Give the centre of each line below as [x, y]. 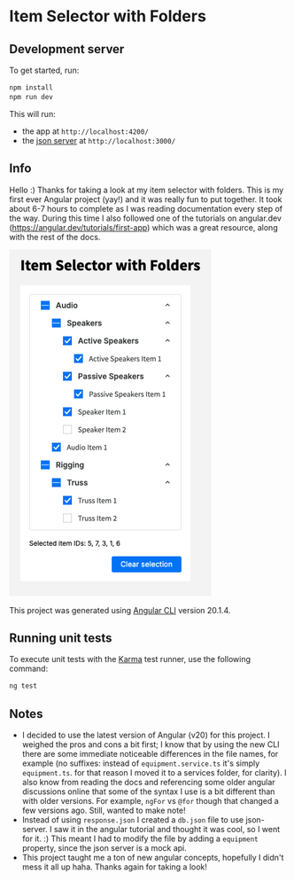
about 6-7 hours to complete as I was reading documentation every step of [146, 208]
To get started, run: [44, 70]
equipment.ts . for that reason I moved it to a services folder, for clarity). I [154, 773]
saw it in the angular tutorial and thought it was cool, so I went [167, 830]
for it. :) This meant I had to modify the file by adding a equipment [140, 838]
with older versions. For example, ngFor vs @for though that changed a [150, 801]
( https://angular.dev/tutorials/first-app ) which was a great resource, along [143, 227]
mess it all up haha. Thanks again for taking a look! [115, 867]
